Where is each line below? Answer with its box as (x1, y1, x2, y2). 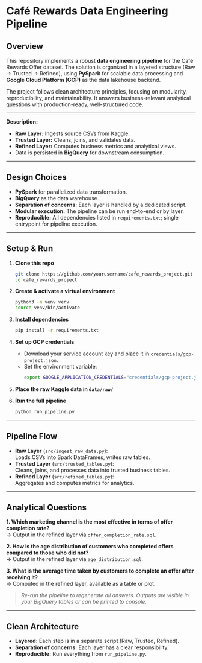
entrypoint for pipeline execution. (14, 220, 97, 227)
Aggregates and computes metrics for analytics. (14, 479, 135, 486)
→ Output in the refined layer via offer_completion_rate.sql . (6, 531, 157, 538)
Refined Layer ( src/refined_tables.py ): (14, 472, 114, 480)
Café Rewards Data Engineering (6, 4, 168, 18)
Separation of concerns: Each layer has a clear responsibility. (14, 644, 170, 651)
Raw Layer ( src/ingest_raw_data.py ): (14, 447, 108, 454)
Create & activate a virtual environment (14, 288, 115, 295)
